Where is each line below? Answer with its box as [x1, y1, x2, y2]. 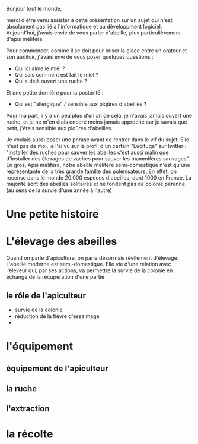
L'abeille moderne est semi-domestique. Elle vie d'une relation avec [6, 261, 171, 268]
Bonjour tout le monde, [6, 5, 62, 12]
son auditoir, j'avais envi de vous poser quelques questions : [6, 53, 154, 60]
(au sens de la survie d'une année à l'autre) [6, 187, 113, 194]
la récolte [6, 427, 53, 441]
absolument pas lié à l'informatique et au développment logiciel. [6, 23, 162, 30]
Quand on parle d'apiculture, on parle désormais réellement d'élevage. [6, 254, 179, 262]
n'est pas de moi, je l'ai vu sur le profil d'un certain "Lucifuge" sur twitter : [6, 143, 187, 149]
